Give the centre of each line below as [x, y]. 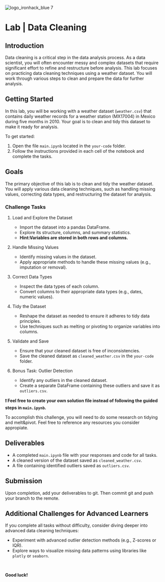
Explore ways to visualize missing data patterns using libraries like [79, 551]
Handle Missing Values [35, 247]
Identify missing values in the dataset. [58, 257]
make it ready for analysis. [32, 127]
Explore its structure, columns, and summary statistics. [75, 232]
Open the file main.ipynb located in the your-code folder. [69, 146]
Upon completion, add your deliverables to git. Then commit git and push [79, 493]
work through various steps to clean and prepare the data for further [75, 78]
